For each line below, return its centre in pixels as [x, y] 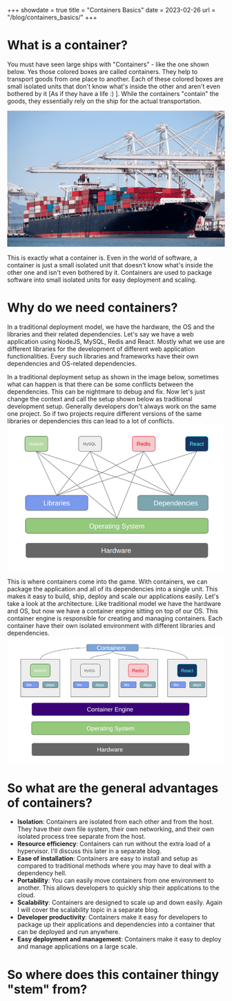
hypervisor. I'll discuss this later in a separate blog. [89, 851]
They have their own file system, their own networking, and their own [116, 829]
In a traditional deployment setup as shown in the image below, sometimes [113, 376]
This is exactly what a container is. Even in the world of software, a [102, 258]
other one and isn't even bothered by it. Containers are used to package [110, 272]
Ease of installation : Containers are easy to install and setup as [107, 859]
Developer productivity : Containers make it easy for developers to [112, 917]
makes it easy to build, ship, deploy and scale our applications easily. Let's [113, 596]
